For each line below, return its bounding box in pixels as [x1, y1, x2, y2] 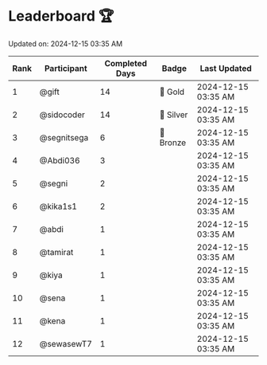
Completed [104, 57, 148, 69]
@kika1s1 [39, 201, 78, 212]
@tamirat [39, 246, 74, 257]
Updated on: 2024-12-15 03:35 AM [8, 38, 123, 49]
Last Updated [199, 62, 252, 73]
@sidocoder [39, 109, 86, 120]
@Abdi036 [39, 155, 81, 166]
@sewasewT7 [39, 338, 93, 349]
